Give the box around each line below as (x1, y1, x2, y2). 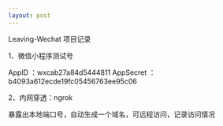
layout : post (8, 11, 51, 20)
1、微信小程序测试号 (8, 50, 73, 60)
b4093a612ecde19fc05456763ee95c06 (8, 76, 138, 86)
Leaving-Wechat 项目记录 (8, 34, 91, 43)
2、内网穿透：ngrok (8, 92, 73, 102)
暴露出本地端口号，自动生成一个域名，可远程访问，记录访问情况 (8, 109, 215, 119)
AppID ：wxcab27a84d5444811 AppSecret (8, 68, 147, 77)
